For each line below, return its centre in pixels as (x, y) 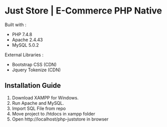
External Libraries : (24, 55)
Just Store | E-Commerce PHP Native (83, 11)
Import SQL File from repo (39, 108)
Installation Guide (33, 86)
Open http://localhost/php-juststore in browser (60, 119)
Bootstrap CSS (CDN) (34, 64)
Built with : (16, 25)
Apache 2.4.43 (27, 40)
